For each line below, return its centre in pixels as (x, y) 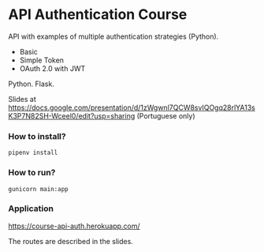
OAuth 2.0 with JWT (52, 68)
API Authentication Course (98, 15)
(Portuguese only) (166, 115)
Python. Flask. (32, 84)
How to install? (37, 136)
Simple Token (42, 60)
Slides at (22, 99)
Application (31, 209)
